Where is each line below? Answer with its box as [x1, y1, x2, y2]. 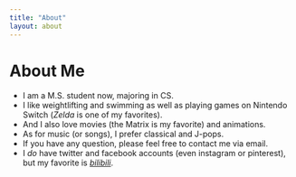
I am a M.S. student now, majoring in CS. [22, 90, 174, 101]
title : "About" [9, 13, 67, 23]
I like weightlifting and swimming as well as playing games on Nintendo [22, 100, 288, 111]
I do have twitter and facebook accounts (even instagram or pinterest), [22, 148, 287, 159]
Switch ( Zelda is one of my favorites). [22, 109, 163, 120]
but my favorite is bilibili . [22, 157, 114, 168]
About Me [9, 61, 85, 81]
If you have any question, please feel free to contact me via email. [22, 138, 269, 149]
